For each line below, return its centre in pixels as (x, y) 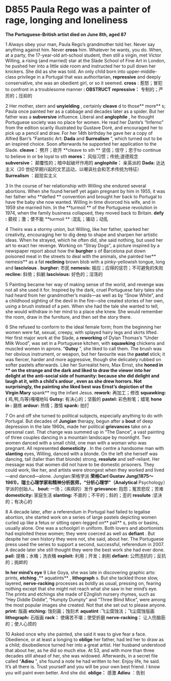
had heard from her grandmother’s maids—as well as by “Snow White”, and (84, 295)
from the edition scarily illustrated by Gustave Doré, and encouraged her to (84, 127)
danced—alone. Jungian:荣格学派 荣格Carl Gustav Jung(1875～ (86, 476)
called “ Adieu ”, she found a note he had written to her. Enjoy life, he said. (83, 661)
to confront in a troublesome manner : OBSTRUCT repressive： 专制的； (82, 89)
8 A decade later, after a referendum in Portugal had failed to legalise (78, 511)
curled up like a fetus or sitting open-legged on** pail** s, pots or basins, (82, 523)
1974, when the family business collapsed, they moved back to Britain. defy (85, 213)
